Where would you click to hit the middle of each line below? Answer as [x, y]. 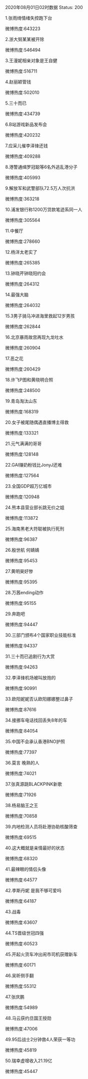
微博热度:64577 [21, 880]
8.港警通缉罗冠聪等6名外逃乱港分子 [41, 167]
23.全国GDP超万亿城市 [28, 486]
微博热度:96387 [21, 539]
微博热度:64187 [21, 901]
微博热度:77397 [21, 752]
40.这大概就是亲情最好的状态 [35, 848]
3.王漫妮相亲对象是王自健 [31, 61]
